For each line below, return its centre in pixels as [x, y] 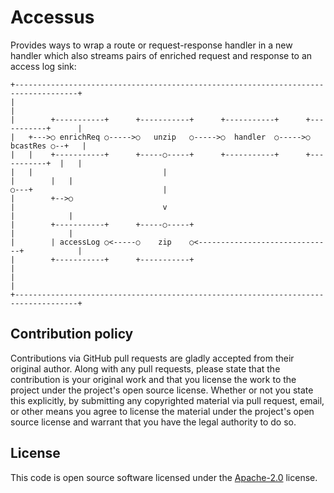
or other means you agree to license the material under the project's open [162, 411]
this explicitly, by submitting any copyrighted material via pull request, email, [167, 400]
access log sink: [43, 66]
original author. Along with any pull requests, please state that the [145, 368]
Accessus [52, 17]
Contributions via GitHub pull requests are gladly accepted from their [152, 358]
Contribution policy [72, 334]
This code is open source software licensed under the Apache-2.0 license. [164, 477]
